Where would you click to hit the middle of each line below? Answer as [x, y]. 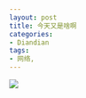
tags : [19, 51]
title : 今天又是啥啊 [43, 26]
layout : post [33, 17]
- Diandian [29, 42]
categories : [31, 34]
